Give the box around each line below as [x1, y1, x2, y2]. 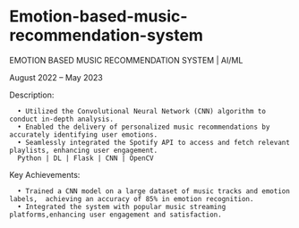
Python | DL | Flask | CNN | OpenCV [17, 154, 154, 163]
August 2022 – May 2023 [9, 72, 103, 82]
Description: [9, 89, 55, 100]
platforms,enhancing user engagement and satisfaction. [9, 210, 222, 219]
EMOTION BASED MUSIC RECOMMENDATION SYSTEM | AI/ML [9, 55, 243, 65]
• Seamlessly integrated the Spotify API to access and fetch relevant [17, 138, 291, 147]
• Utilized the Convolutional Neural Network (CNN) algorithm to [17, 106, 267, 115]
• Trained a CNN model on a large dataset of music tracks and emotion [17, 186, 291, 196]
